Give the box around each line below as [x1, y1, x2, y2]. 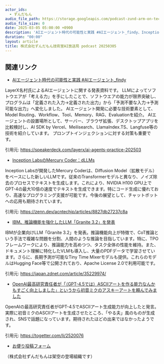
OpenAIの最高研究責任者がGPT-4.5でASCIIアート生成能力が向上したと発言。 [5, 304, 159, 310]
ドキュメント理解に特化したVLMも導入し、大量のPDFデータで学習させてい [5, 248, 155, 254]
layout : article [5, 39, 38, 44]
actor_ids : [5, 7, 27, 12]
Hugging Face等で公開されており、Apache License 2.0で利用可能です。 [13, 260, 158, 266]
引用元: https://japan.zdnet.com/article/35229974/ [5, 271, 106, 277]
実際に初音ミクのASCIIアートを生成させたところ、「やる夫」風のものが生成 [5, 310, 155, 316]
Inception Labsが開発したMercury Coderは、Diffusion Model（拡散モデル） [5, 168, 157, 174]
